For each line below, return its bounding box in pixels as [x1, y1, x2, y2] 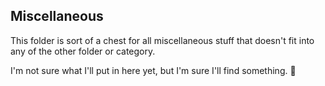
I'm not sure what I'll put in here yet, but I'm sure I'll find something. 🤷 [10, 64, 297, 76]
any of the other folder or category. [10, 45, 156, 57]
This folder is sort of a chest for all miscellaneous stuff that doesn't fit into [10, 34, 315, 46]
